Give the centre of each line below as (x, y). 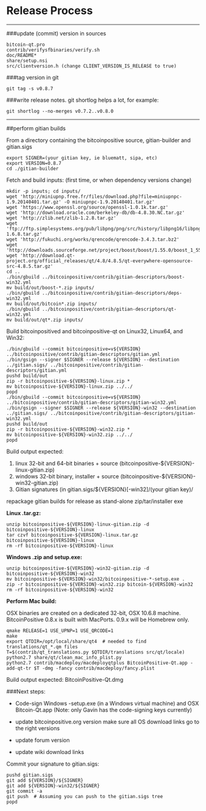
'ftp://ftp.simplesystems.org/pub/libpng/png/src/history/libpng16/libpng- (105, 228)
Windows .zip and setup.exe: (44, 557)
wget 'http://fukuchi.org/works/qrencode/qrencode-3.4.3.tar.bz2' (93, 240)
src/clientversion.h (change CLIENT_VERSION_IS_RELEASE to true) (91, 66)
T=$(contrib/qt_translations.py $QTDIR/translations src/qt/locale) (96, 652)
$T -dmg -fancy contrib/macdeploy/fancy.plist (94, 668)
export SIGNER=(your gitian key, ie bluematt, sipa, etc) (82, 158)
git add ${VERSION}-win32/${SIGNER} (53, 786)
